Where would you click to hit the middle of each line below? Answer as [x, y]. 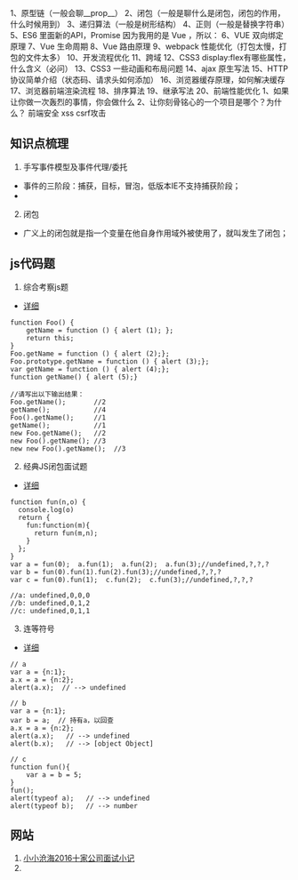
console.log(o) [46, 509]
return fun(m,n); [66, 533]
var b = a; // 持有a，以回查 [62, 720]
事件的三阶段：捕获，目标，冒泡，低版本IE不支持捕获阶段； [132, 186]
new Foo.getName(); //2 [58, 433]
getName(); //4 [58, 410]
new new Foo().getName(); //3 [68, 448]
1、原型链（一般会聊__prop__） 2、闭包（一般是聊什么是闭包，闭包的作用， [148, 13]
